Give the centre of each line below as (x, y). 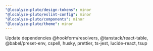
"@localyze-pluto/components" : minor (45, 19)
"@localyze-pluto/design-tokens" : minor (48, 10)
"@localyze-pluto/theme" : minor (39, 24)
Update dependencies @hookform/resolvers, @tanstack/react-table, (77, 38)
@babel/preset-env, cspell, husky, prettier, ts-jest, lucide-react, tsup (76, 43)
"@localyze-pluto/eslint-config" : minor (48, 14)
